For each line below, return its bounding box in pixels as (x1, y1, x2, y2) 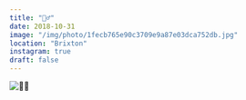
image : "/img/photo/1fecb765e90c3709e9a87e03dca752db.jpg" (9, 30, 239, 39)
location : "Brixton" (9, 38, 88, 48)
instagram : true (9, 47, 71, 56)
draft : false (9, 55, 59, 65)
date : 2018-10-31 (9, 22, 76, 31)
